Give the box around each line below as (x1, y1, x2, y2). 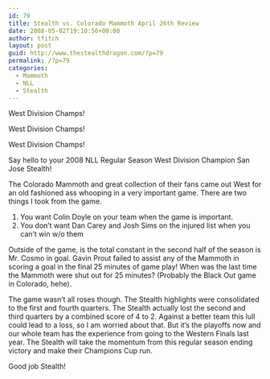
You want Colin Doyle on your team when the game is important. (19, 212, 234, 222)
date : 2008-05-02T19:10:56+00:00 (8, 27, 121, 35)
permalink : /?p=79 (8, 57, 70, 65)
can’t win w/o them (19, 229, 84, 239)
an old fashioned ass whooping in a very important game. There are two (8, 188, 247, 198)
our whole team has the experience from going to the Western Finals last (8, 329, 249, 339)
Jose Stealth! (8, 164, 52, 174)
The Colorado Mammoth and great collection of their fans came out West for (8, 179, 262, 189)
